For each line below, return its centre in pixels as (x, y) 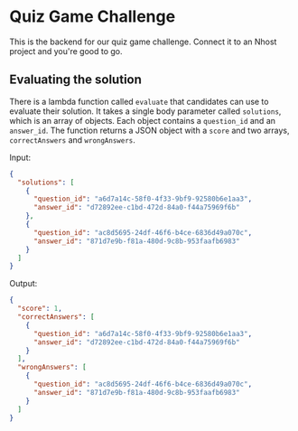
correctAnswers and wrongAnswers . (72, 140)
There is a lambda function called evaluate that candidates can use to (139, 101)
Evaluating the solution (76, 80)
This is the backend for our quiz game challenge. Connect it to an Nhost (143, 42)
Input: (20, 157)
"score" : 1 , (40, 309)
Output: (23, 284)
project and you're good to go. (66, 51)
